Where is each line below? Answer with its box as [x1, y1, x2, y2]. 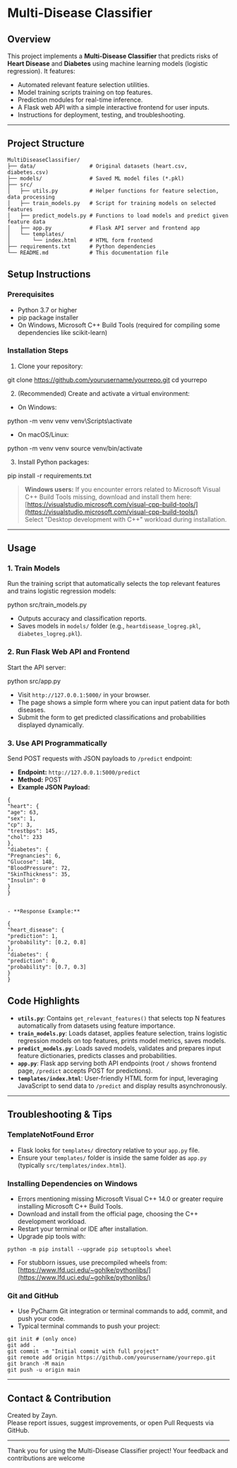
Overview [7, 33, 51, 45]
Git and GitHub [7, 1291, 59, 1300]
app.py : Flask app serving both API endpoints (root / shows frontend [17, 1059, 217, 1067]
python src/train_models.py [7, 601, 87, 609]
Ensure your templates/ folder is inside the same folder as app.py [17, 1153, 207, 1162]
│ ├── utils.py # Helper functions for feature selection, [7, 187, 219, 194]
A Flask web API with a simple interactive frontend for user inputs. [17, 103, 209, 111]
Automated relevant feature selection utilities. [17, 81, 150, 89]
